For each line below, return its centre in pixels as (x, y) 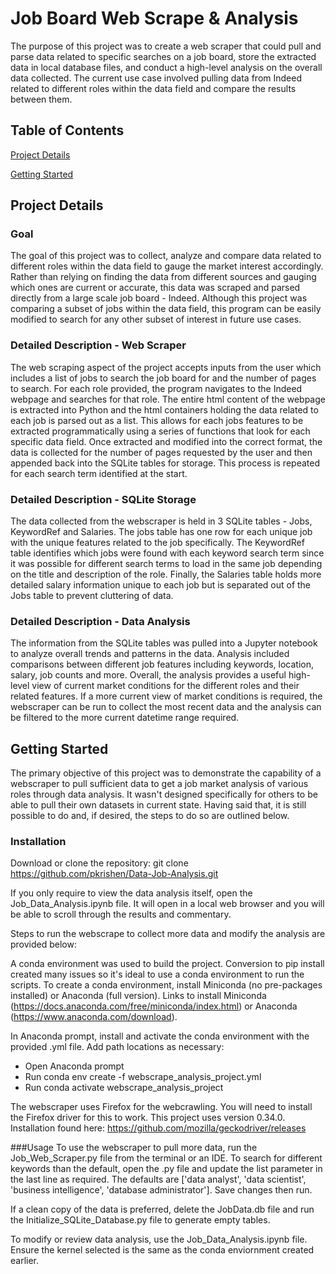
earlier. (25, 1261)
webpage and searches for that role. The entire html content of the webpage (168, 399)
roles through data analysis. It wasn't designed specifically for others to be (164, 794)
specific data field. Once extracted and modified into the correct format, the (166, 441)
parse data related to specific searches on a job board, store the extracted (163, 56)
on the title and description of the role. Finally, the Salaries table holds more (166, 574)
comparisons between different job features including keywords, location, (162, 664)
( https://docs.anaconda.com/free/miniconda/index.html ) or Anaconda (154, 1006)
